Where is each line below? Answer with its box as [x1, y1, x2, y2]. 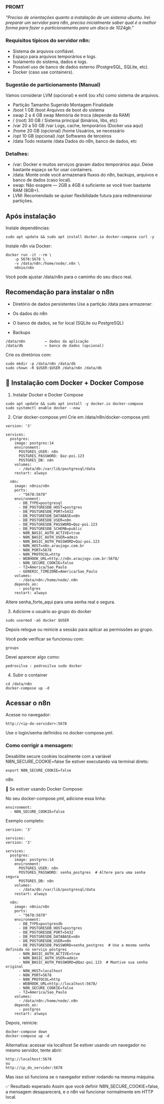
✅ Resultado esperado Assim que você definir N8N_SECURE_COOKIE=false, [5, 1083, 159, 1089]
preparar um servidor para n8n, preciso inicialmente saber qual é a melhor [5, 20, 157, 25]
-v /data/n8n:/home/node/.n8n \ [14, 261, 80, 266]
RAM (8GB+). [12, 187, 40, 194]
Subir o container [12, 672, 48, 678]
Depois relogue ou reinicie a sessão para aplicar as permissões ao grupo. [5, 626, 153, 632]
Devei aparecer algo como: [5, 654, 60, 660]
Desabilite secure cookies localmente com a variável [5, 753, 111, 759]
